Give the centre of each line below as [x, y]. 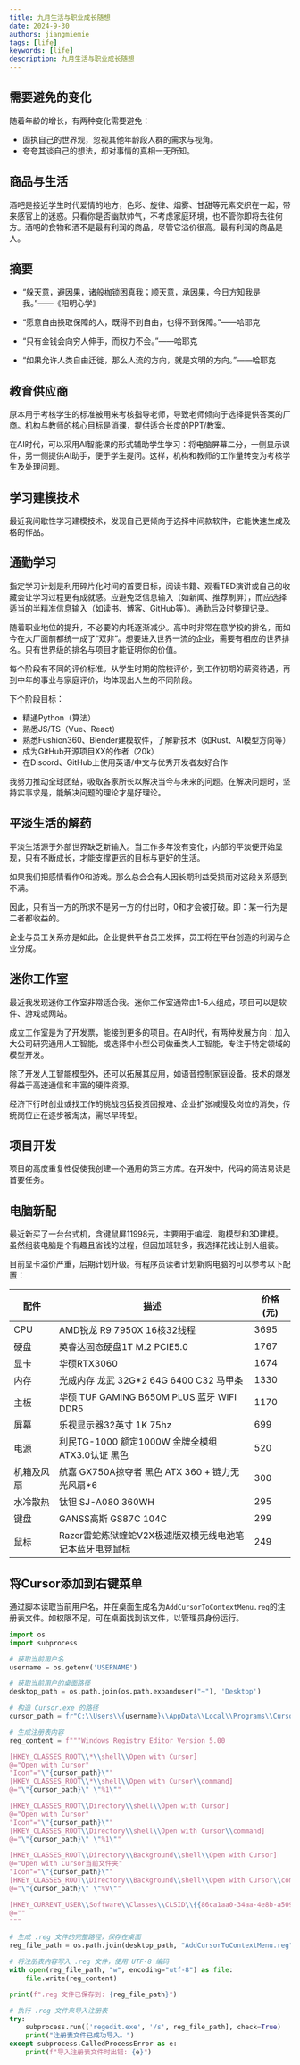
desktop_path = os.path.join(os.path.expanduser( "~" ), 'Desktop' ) [135, 1692]
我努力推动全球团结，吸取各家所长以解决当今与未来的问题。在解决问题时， [146, 781]
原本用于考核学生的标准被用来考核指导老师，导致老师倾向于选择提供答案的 [146, 414]
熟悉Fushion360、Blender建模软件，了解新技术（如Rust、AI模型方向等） [156, 740]
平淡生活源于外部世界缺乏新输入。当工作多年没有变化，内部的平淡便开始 [142, 846]
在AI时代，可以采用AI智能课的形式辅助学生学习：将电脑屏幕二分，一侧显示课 [150, 445]
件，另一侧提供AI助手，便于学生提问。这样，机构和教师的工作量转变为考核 [146, 455]
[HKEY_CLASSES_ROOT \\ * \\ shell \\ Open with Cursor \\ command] [121, 1782]
